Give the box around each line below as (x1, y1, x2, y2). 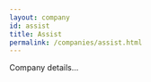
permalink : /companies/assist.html (9, 37, 143, 47)
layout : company (9, 12, 70, 22)
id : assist (9, 21, 50, 30)
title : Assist (9, 29, 63, 38)
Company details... (9, 62, 79, 73)
